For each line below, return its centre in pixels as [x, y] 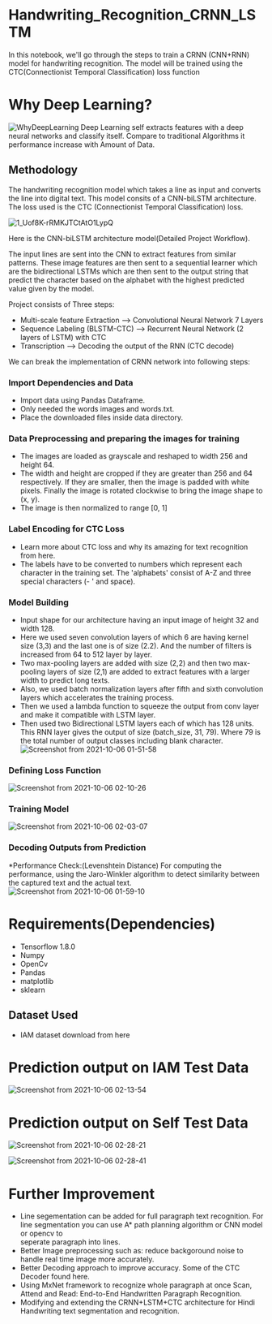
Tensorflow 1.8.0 [47, 947]
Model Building [38, 602]
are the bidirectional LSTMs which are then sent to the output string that [128, 271]
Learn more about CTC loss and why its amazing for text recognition [134, 546]
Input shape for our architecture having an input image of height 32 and [139, 619]
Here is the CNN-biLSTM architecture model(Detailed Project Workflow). [130, 238]
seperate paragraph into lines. [70, 1242]
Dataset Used [43, 1015]
